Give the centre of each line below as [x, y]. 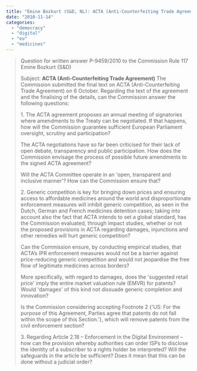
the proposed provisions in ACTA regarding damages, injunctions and [104, 229]
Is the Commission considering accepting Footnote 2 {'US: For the [100, 307]
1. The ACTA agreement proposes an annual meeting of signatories [101, 114]
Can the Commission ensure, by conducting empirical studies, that [101, 247]
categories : [21, 22]
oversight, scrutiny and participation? [65, 133]
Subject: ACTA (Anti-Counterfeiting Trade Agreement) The [93, 78]
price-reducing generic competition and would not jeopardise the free [105, 259]
